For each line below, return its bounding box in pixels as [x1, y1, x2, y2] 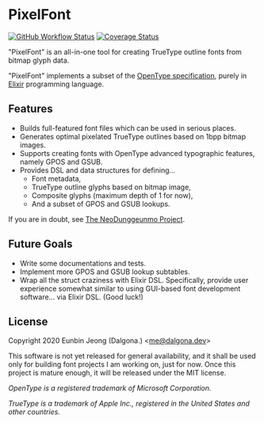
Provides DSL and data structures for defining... [19, 165, 176, 175]
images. [19, 140, 46, 150]
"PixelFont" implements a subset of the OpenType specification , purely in [8, 70, 247, 80]
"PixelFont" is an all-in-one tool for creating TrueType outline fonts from [8, 47, 242, 56]
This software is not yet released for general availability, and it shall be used [8, 351, 256, 361]
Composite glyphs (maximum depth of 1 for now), [31, 190, 193, 200]
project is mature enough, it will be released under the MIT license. [8, 368, 227, 378]
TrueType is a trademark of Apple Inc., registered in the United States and [8, 398, 250, 409]
